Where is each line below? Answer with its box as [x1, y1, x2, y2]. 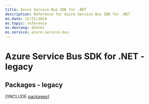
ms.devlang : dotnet [5, 25, 45, 30]
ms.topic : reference [5, 21, 48, 26]
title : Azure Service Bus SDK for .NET [5, 7, 87, 12]
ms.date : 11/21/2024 [5, 16, 48, 21]
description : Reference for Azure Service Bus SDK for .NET [5, 12, 131, 17]
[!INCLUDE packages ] [5, 94, 50, 99]
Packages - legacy [5, 81, 63, 89]
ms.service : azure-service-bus [5, 30, 69, 35]
